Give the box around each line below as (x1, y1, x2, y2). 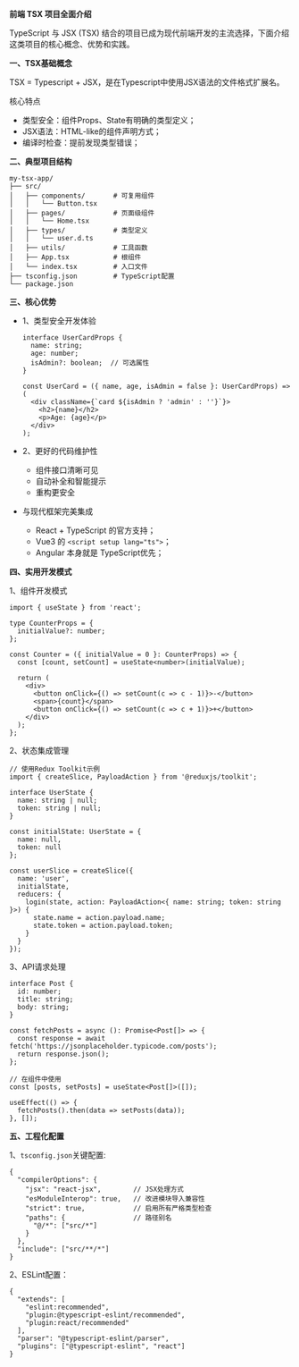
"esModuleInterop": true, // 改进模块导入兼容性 (25, 1194, 205, 1203)
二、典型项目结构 (9, 156, 72, 166)
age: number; (30, 349, 79, 358)
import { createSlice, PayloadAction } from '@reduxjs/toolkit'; (9, 772, 257, 781)
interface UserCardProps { (21, 333, 123, 342)
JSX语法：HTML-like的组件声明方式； (21, 126, 162, 137)
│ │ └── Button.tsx (9, 199, 98, 208)
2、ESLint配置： (9, 1270, 70, 1279)
